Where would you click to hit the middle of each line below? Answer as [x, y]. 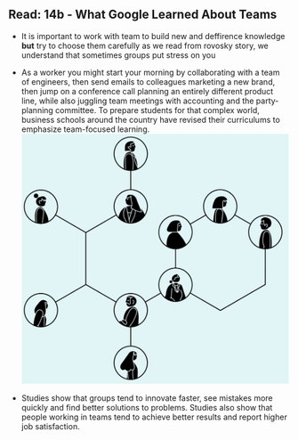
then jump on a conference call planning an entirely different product [147, 91]
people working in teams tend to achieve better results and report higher [154, 417]
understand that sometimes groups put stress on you [118, 55]
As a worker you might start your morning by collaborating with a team [150, 72]
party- [267, 101]
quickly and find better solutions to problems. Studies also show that [147, 407]
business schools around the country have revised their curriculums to [151, 119]
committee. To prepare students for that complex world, [157, 110]
